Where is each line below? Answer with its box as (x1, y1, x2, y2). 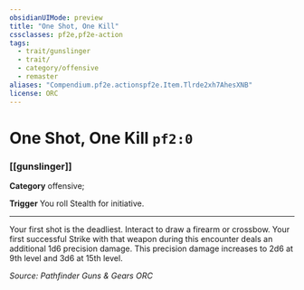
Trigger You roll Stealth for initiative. (9, 198, 145, 209)
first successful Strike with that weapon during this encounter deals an (9, 233, 273, 244)
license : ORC (9, 89, 59, 98)
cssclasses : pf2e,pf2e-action (9, 30, 124, 39)
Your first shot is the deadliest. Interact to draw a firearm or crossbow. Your (9, 223, 290, 235)
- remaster (17, 72, 59, 81)
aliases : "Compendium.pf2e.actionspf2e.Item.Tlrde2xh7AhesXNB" (9, 80, 253, 89)
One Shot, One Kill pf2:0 (9, 127, 194, 148)
